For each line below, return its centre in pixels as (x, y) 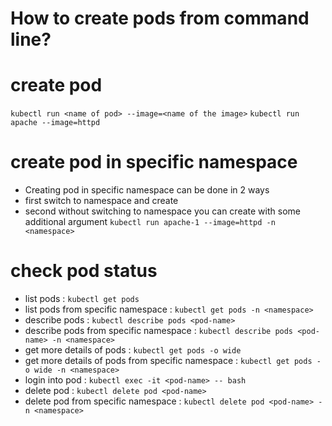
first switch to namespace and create (101, 201)
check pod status (84, 271)
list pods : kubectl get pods (82, 298)
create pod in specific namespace (154, 162)
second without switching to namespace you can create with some (162, 211)
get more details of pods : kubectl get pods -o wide (133, 350)
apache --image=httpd (55, 123)
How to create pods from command (160, 18)
